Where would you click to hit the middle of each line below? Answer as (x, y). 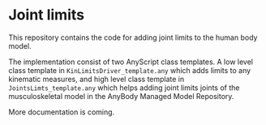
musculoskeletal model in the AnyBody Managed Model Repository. (121, 96)
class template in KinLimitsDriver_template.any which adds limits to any (130, 70)
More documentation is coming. (62, 112)
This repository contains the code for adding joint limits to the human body (133, 37)
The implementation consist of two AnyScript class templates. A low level (131, 62)
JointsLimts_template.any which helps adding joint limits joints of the (124, 88)
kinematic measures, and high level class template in (97, 79)
